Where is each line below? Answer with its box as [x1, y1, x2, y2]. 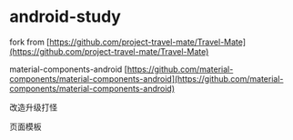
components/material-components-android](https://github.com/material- [9, 73, 284, 84]
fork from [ [9, 36, 50, 47]
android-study [9, 6, 121, 27]
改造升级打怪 [9, 102, 57, 113]
